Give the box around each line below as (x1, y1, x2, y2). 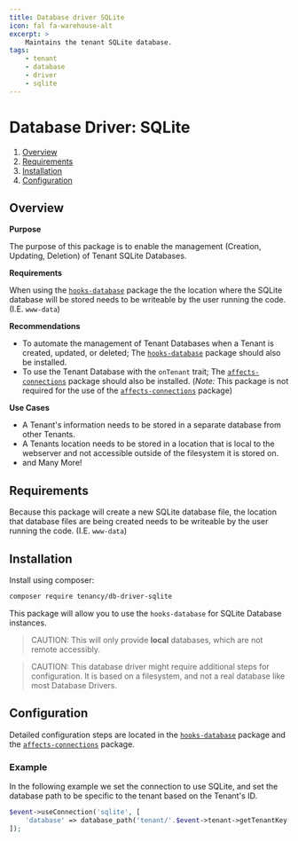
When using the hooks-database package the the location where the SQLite (9, 285, 283, 295)
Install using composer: (9, 575, 95, 586)
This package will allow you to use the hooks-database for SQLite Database (9, 608, 282, 618)
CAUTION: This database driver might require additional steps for (30, 661, 271, 672)
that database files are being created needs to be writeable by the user (9, 516, 269, 527)
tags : (9, 46, 29, 55)
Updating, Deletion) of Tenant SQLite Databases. (9, 250, 187, 262)
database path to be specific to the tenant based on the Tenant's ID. (9, 790, 258, 801)
